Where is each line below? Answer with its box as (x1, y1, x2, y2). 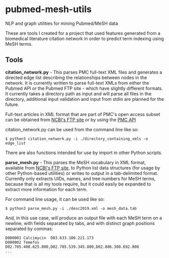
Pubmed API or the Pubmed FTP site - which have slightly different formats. (5, 85, 163, 91)
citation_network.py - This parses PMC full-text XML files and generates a (5, 69, 162, 75)
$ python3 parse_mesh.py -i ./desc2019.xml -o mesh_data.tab (5, 206, 137, 211)
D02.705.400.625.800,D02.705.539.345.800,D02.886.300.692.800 (5, 244, 139, 249)
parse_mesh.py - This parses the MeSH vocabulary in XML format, (5, 159, 146, 165)
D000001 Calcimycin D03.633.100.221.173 (5, 235, 94, 240)
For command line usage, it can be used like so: (5, 196, 105, 202)
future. (5, 101, 19, 107)
